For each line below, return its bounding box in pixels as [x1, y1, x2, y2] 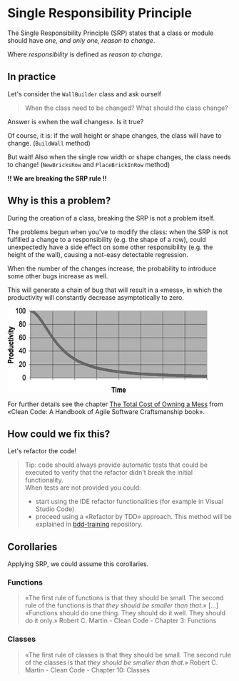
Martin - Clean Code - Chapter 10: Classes [24, 665, 151, 674]
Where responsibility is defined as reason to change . [7, 50, 163, 59]
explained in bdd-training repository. [35, 520, 143, 529]
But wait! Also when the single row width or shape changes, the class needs [7, 152, 231, 161]
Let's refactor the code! [7, 447, 77, 455]
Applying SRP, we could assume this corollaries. [7, 560, 149, 568]
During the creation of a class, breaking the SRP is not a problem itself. [7, 213, 215, 222]
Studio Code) [35, 505, 75, 513]
